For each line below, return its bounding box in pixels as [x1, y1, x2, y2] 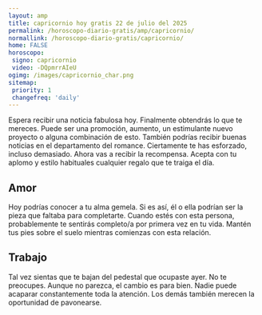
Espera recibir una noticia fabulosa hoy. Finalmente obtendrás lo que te [8, 115, 243, 125]
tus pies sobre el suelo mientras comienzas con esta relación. [8, 228, 212, 237]
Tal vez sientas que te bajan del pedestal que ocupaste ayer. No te [8, 272, 228, 281]
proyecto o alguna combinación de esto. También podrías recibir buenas [8, 133, 247, 142]
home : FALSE [8, 42, 48, 50]
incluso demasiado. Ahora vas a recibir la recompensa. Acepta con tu [8, 150, 237, 159]
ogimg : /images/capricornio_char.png [8, 71, 134, 79]
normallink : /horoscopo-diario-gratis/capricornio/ [8, 34, 184, 42]
